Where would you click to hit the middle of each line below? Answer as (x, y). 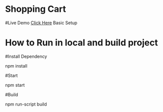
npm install (16, 66)
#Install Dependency (26, 56)
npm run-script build (26, 104)
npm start (15, 85)
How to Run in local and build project (81, 43)
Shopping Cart (36, 9)
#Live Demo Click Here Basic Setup (41, 23)
